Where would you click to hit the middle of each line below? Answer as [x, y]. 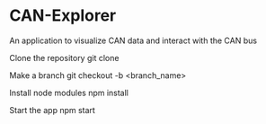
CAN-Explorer [63, 16]
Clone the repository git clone [64, 58]
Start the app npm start [53, 110]
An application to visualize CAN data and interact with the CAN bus [133, 40]
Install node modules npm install [69, 93]
